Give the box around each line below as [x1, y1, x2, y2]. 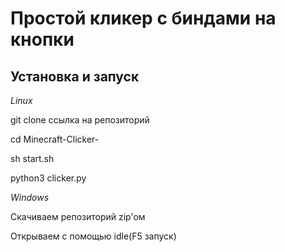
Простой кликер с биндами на [10, 7, 277, 30]
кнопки [10, 28, 75, 51]
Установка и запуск [10, 68, 140, 85]
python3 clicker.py [10, 172, 87, 184]
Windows [10, 192, 50, 203]
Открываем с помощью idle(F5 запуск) [10, 230, 177, 242]
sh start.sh [10, 153, 55, 164]
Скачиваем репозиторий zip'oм [10, 211, 146, 222]
